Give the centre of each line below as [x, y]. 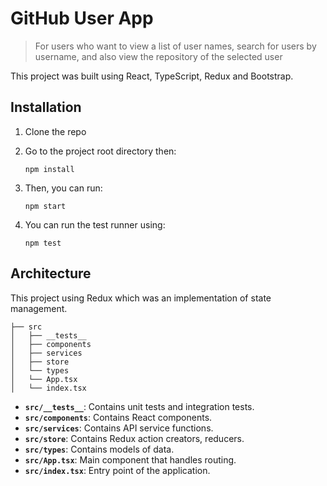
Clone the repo [55, 131]
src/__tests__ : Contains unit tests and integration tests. [139, 406]
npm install [49, 169]
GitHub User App [82, 18]
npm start [45, 206]
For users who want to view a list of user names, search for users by [175, 46]
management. [39, 308]
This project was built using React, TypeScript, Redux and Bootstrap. [152, 76]
